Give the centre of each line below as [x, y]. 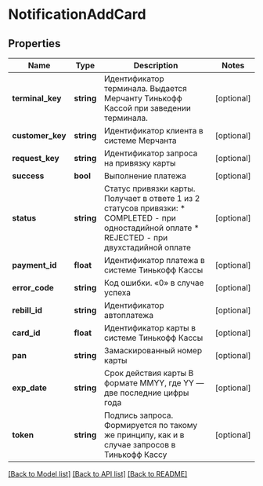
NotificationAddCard [77, 15]
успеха [118, 292]
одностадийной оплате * [152, 228]
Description [156, 66]
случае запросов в [140, 445]
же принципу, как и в [144, 435]
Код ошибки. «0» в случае [154, 283]
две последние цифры [147, 393]
